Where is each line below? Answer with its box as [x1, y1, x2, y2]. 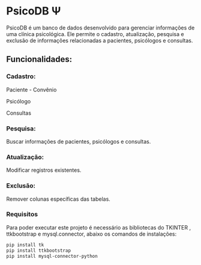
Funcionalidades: [6, 54, 73, 64]
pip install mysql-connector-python [6, 253, 98, 259]
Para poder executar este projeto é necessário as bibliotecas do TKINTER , [6, 224, 191, 231]
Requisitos [6, 210, 38, 219]
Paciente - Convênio [6, 86, 57, 93]
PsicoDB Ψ [6, 4, 61, 18]
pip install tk [6, 242, 44, 248]
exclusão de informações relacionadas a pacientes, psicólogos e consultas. [6, 37, 193, 44]
